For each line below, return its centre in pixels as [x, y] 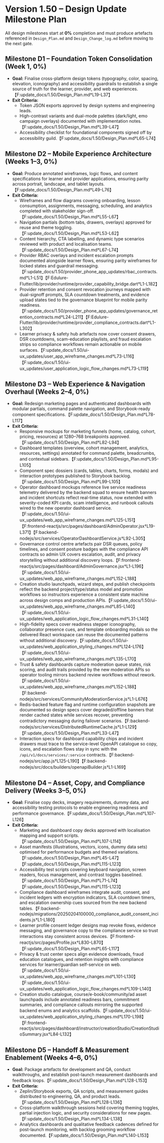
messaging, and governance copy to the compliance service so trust [89, 931]
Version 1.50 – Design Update [66, 9]
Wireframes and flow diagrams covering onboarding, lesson [80, 200]
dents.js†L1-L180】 [38, 920]
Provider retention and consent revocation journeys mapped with [85, 289]
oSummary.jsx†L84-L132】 [47, 1034]
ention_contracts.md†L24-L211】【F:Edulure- [64, 317]
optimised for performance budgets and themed [68, 852]
